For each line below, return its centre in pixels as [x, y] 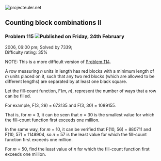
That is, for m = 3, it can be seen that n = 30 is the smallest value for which [80, 114]
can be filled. [18, 96]
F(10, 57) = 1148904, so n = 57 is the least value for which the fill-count [76, 134]
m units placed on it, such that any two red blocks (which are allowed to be [80, 76]
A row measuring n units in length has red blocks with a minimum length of [80, 71]
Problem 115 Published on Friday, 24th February [65, 36]
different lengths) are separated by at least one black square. [66, 81]
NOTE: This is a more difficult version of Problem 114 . [58, 62]
